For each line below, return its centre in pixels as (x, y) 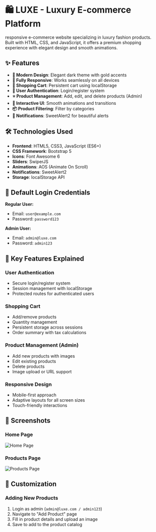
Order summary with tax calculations (49, 333)
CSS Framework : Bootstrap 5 (42, 151)
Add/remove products (34, 317)
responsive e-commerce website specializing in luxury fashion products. (78, 37)
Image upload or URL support (42, 371)
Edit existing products (34, 361)
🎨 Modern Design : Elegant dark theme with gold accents (69, 75)
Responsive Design (29, 384)
